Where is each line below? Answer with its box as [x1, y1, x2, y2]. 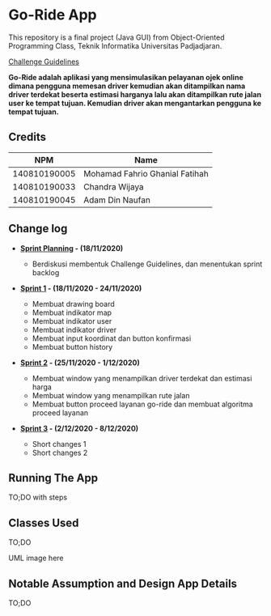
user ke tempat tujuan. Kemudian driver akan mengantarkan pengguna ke [8, 98, 261, 108]
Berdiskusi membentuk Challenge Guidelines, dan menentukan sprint [32, 259, 263, 269]
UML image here [8, 553, 64, 563]
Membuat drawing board [32, 299, 115, 308]
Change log [8, 222, 68, 236]
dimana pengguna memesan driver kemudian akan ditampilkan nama [8, 81, 246, 91]
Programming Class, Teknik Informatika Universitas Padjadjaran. [8, 40, 222, 50]
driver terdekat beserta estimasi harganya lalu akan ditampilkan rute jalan [8, 89, 261, 99]
